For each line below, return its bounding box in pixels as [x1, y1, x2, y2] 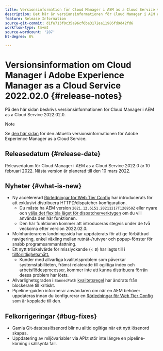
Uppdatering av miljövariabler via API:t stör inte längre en [12, 335, 126, 341]
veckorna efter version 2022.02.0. [19, 226, 88, 231]
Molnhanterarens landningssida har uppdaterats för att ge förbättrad [12, 231, 149, 237]
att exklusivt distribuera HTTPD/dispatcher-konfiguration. [12, 200, 127, 206]
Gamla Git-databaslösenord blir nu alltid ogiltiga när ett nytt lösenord [12, 325, 149, 331]
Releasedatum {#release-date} [5, 150, 101, 158]
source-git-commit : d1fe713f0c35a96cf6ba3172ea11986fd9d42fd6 [5, 20, 133, 26]
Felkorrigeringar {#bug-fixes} [5, 312, 97, 320]
